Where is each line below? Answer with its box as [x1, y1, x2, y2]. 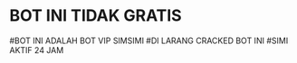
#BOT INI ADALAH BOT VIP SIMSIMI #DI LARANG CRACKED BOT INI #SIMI [9, 35, 289, 46]
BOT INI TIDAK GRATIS [9, 5, 183, 26]
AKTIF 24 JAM [9, 44, 64, 55]
